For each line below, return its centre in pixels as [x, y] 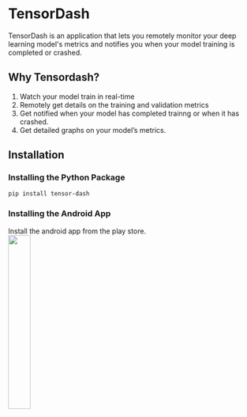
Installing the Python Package [67, 177]
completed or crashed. [45, 52]
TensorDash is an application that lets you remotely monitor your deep [122, 36]
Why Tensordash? [54, 77]
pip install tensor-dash [49, 194]
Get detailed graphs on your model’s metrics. [93, 130]
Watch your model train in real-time [77, 97]
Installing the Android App [60, 214]
